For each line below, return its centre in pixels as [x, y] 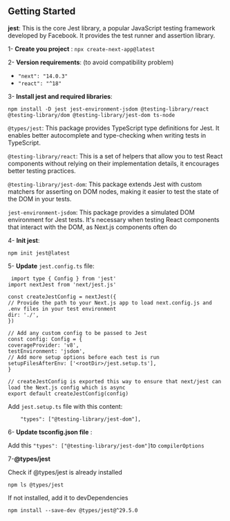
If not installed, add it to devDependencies [68, 497]
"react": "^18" [40, 83]
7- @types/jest [29, 459]
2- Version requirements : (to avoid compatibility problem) [91, 62]
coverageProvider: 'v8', [44, 345]
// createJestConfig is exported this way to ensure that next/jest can [115, 381]
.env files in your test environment [62, 309]
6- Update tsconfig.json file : [50, 432]
